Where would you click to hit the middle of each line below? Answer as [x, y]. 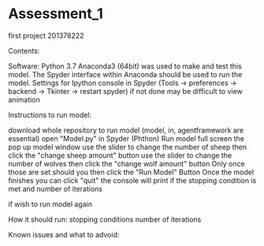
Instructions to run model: [50, 114]
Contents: [24, 50]
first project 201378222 [46, 35]
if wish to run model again [50, 204]
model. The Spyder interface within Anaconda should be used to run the [125, 74]
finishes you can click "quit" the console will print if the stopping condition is [132, 180]
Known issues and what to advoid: [64, 234]
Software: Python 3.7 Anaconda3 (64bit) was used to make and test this [125, 66]
